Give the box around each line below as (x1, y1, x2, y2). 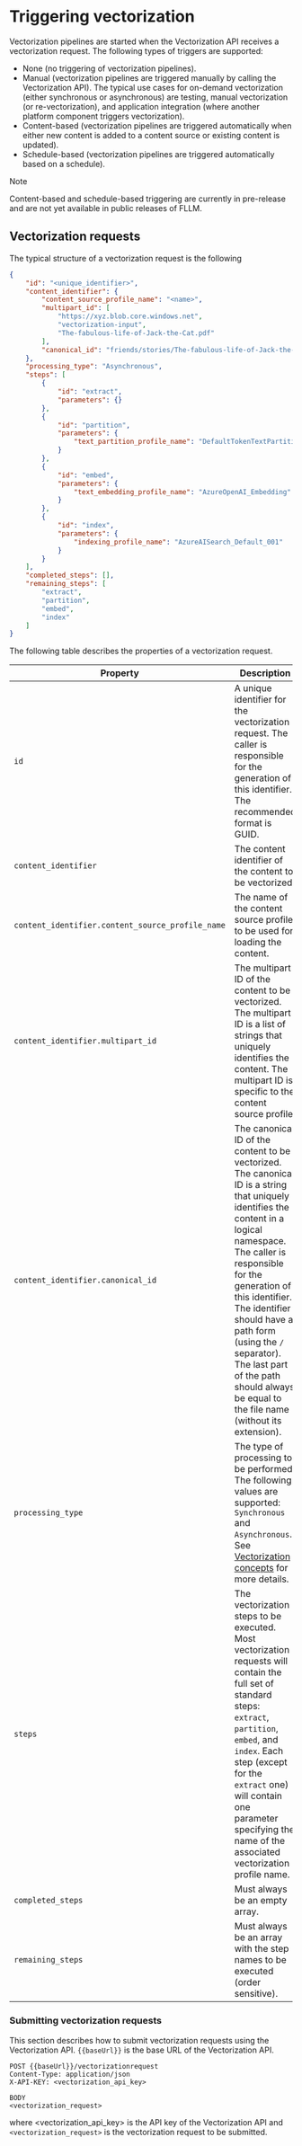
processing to (234, 1451, 293, 1464)
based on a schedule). (22, 158, 106, 169)
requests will (234, 1655, 289, 1668)
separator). (234, 1347, 281, 1360)
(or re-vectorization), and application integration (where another (22, 101, 261, 111)
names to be (234, 1954, 288, 1966)
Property (100, 667, 139, 679)
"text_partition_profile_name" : (73, 438, 195, 447)
